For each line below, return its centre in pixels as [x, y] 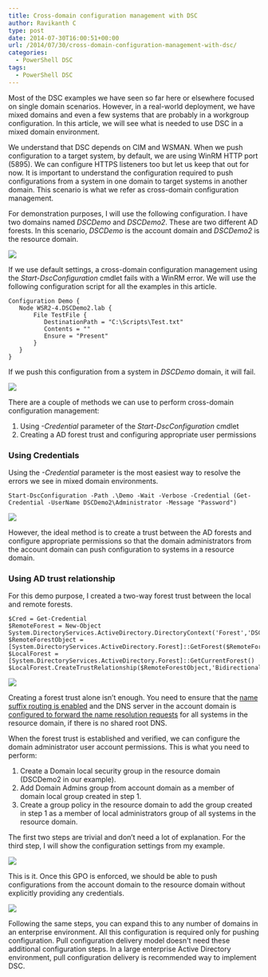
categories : [28, 53]
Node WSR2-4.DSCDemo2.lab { [65, 308]
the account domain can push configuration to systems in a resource [121, 549]
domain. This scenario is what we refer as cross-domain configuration [124, 189]
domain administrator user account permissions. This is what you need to [129, 747]
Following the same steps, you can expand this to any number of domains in [133, 924]
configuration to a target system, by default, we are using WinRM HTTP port [133, 156]
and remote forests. [41, 604]
